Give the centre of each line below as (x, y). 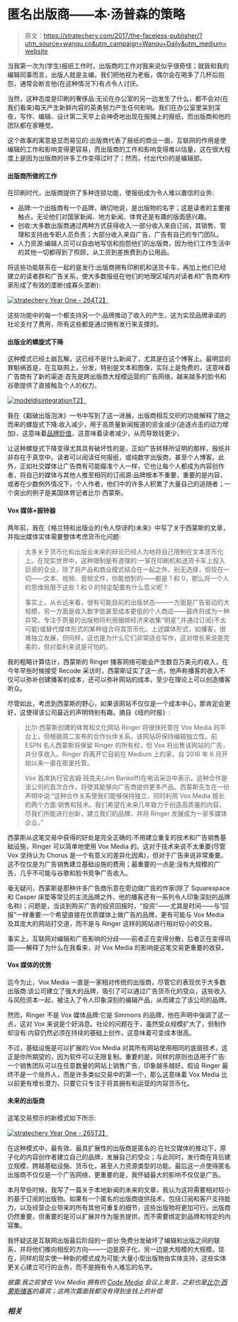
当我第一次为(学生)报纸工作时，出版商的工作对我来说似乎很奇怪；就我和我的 (118, 65)
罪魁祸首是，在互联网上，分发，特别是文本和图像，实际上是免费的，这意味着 (119, 368)
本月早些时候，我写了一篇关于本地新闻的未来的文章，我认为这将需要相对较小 (119, 1189)
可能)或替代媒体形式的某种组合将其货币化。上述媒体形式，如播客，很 (125, 628)
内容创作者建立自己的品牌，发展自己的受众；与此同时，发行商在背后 (125, 1157)
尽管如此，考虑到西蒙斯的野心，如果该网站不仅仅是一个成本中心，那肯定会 (116, 703)
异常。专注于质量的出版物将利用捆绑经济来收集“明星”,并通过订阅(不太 (125, 620)
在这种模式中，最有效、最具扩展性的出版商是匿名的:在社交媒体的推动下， (114, 1148)
